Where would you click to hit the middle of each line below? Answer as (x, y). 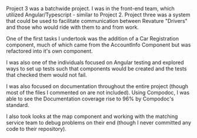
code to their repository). (36, 129)
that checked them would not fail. (46, 75)
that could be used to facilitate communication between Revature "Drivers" (97, 21)
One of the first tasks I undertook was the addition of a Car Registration (93, 38)
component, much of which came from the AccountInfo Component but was (98, 45)
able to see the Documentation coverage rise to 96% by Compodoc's (90, 99)
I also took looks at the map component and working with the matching (92, 116)
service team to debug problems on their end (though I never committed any (99, 122)
